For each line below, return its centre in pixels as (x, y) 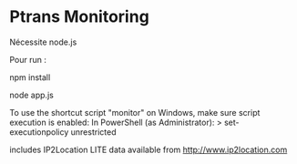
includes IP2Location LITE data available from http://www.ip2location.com (148, 149)
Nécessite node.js (43, 42)
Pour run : (28, 59)
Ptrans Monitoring (80, 17)
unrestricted (93, 132)
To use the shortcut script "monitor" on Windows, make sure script (135, 112)
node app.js (32, 95)
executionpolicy (39, 132)
